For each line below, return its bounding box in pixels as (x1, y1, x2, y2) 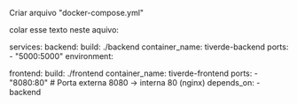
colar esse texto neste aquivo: (9, 25, 120, 34)
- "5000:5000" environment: (9, 51, 113, 61)
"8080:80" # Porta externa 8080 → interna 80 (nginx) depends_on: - (9, 78, 261, 87)
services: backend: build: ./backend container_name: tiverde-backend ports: (9, 41, 289, 52)
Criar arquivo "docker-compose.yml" (9, 8, 145, 18)
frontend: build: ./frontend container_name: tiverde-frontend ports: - (9, 68, 259, 78)
